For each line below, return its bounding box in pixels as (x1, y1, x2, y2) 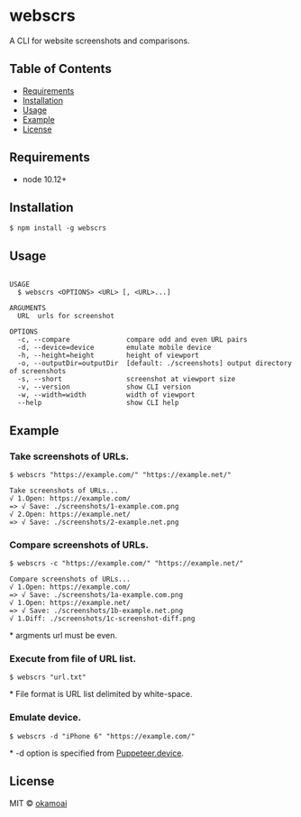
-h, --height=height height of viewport (17, 351, 200, 361)
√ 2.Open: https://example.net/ (9, 509, 131, 519)
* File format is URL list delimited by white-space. (9, 689, 193, 700)
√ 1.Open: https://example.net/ (9, 599, 131, 608)
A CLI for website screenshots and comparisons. (9, 35, 191, 46)
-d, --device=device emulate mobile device (17, 344, 212, 353)
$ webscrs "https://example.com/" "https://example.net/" (9, 470, 232, 479)
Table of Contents (9, 61, 113, 77)
